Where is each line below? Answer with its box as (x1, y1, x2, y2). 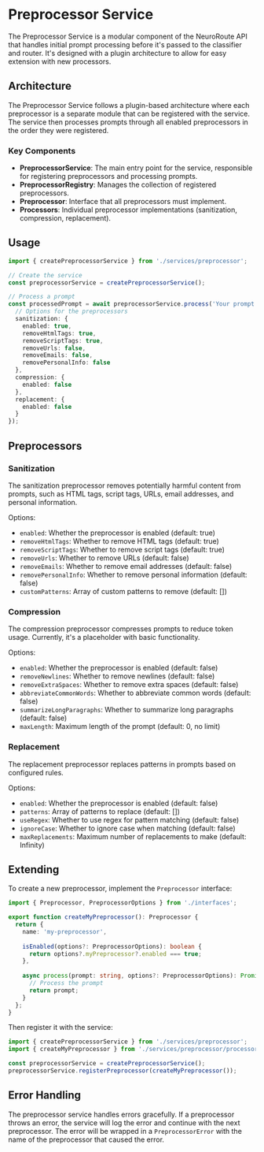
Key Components (8, 145, 76, 156)
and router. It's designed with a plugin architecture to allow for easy (8, 48, 227, 58)
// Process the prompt (28, 979, 104, 987)
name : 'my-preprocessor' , (22, 927, 108, 935)
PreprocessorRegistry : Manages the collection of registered (19, 180, 217, 190)
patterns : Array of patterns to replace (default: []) (19, 806, 181, 816)
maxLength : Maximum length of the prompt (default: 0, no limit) (19, 722, 221, 731)
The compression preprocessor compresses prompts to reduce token (8, 624, 233, 634)
